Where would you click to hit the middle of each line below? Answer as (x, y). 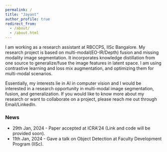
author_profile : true (28, 19)
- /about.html (24, 33)
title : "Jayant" (22, 14)
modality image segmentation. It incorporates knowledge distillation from (80, 58)
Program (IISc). (28, 144)
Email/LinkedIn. (21, 104)
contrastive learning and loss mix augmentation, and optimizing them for (80, 68)
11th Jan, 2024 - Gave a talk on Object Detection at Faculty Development (87, 139)
